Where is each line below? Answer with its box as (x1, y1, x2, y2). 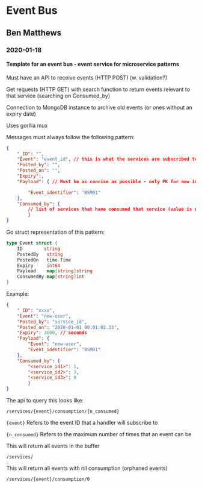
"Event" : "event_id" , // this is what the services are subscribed (17, 156, 190, 163)
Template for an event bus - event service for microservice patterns (6, 61, 179, 68)
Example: (6, 290, 29, 298)
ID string (17, 245, 61, 252)
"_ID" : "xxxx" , (17, 307, 55, 313)
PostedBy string (17, 251, 63, 257)
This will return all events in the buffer (6, 442, 100, 449)
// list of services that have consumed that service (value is (28, 206, 192, 213)
